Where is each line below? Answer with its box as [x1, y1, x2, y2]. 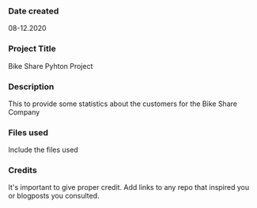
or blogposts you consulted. [8, 191, 100, 201]
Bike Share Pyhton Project [8, 61, 93, 70]
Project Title [8, 43, 57, 55]
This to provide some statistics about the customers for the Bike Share [8, 99, 237, 108]
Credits [8, 165, 37, 176]
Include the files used [8, 145, 79, 155]
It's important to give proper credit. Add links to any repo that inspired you [8, 183, 250, 192]
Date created [8, 6, 59, 17]
